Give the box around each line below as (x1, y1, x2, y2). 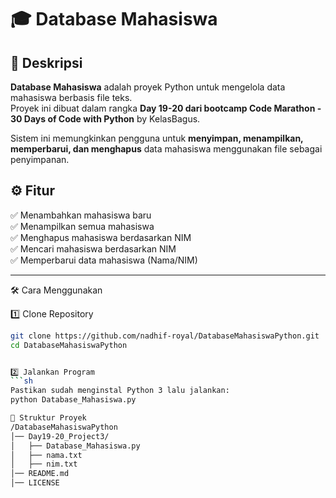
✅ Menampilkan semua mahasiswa (10, 220, 155, 232)
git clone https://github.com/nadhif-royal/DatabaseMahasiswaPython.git (10, 331, 320, 341)
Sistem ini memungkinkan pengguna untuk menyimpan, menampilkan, (10, 132, 304, 144)
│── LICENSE (10, 478, 60, 488)
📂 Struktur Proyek (10, 413, 87, 423)
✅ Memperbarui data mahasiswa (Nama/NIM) (10, 254, 198, 266)
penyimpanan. (10, 154, 70, 165)
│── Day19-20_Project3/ (10, 431, 110, 441)
